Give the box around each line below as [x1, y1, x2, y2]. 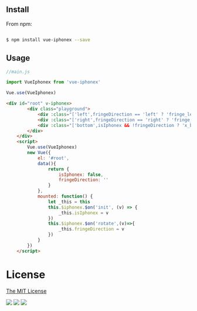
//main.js [6, 69, 30, 75]
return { [47, 166, 69, 172]
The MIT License [6, 287, 47, 295]
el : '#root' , [37, 155, 69, 161]
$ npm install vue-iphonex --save [6, 36, 91, 43]
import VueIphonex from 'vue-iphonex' [6, 79, 101, 85]
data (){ [37, 160, 57, 166]
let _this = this [47, 199, 91, 205]
